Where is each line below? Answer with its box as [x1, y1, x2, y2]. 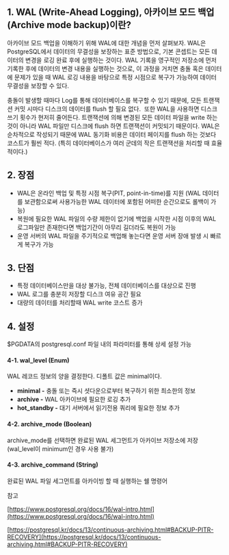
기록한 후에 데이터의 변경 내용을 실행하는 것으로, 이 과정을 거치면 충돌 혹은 [7, 64, 204, 73]
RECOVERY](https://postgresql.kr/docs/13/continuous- [7, 532, 161, 541]
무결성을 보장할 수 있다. [7, 81, 70, 90]
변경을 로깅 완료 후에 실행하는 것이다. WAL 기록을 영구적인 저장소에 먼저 [25, 55, 217, 64]
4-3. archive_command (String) [7, 461, 98, 469]
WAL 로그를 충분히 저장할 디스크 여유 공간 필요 [16, 290, 142, 298]
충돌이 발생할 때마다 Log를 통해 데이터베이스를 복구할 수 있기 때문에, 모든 [7, 96, 202, 104]
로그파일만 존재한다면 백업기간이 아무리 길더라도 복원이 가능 [16, 223, 176, 231]
